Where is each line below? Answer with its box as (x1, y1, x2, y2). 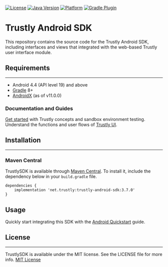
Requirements (5, 64, 50, 72)
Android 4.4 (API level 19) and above (12, 81, 88, 87)
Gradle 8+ (12, 87, 33, 93)
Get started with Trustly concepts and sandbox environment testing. (5, 116, 145, 122)
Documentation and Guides (5, 105, 73, 112)
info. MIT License (5, 256, 41, 262)
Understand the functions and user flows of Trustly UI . (5, 121, 117, 127)
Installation (5, 136, 41, 144)
